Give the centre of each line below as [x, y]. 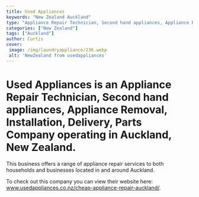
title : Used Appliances [36, 12]
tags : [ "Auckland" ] [30, 34]
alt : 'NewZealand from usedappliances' [58, 55]
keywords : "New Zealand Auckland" [49, 17]
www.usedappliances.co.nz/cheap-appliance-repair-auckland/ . [84, 188]
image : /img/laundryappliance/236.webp [58, 50]
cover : [14, 45]
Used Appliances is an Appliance [89, 85]
